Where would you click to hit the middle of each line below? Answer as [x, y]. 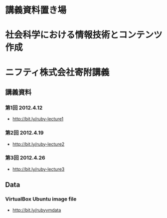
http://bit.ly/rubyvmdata [37, 210]
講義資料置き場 [36, 10]
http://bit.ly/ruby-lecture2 [38, 144]
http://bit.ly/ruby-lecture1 [38, 119]
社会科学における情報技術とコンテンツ [84, 35]
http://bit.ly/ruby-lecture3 [38, 169]
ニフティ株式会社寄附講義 [57, 72]
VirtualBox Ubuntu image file [41, 199]
